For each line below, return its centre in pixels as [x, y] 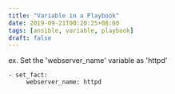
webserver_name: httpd [64, 82]
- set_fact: [28, 75]
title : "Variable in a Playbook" [64, 16]
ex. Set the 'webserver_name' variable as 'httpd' [88, 61]
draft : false [30, 38]
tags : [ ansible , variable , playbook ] [71, 30]
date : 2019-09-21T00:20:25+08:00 [64, 23]
